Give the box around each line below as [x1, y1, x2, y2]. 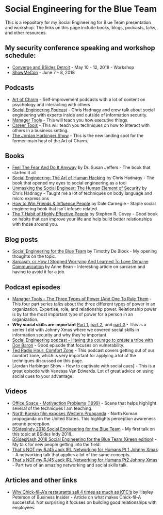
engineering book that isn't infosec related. [12, 206, 98, 212]
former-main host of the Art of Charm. [12, 137, 89, 144]
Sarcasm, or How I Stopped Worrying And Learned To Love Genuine [12, 259, 149, 265]
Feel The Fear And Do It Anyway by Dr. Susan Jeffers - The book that [12, 165, 151, 170]
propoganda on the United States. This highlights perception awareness [12, 415, 156, 421]
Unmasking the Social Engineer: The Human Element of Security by [12, 185, 147, 191]
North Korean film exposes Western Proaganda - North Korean [12, 410, 137, 416]
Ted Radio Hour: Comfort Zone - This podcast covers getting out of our [12, 348, 155, 353]
